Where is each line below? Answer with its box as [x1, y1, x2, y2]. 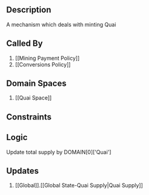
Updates [6, 166, 39, 176]
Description [6, 5, 51, 15]
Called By [6, 39, 43, 49]
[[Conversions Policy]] [14, 60, 71, 68]
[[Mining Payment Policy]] [14, 54, 80, 62]
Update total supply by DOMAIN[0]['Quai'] [6, 148, 112, 156]
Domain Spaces [6, 78, 67, 89]
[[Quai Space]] [14, 94, 52, 101]
